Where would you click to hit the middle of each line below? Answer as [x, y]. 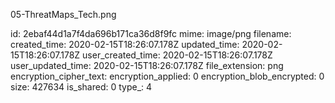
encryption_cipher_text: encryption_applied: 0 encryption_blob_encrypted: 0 [167, 76]
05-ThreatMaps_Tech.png [63, 14]
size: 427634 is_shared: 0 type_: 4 [81, 87]
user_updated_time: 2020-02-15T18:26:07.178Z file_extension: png [147, 65]
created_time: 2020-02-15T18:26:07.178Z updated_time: [125, 44]
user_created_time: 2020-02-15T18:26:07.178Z [177, 55]
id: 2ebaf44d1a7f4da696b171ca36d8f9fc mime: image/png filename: [151, 33]
